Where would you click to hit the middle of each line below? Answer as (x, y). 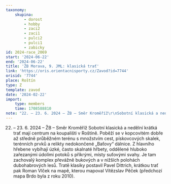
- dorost (33, 19)
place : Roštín (21, 80)
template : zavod (23, 90)
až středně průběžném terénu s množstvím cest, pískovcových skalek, (87, 138)
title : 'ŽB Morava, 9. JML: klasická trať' (53, 66)
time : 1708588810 (33, 109)
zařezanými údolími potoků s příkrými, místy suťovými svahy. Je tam (84, 154)
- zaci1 (32, 33)
